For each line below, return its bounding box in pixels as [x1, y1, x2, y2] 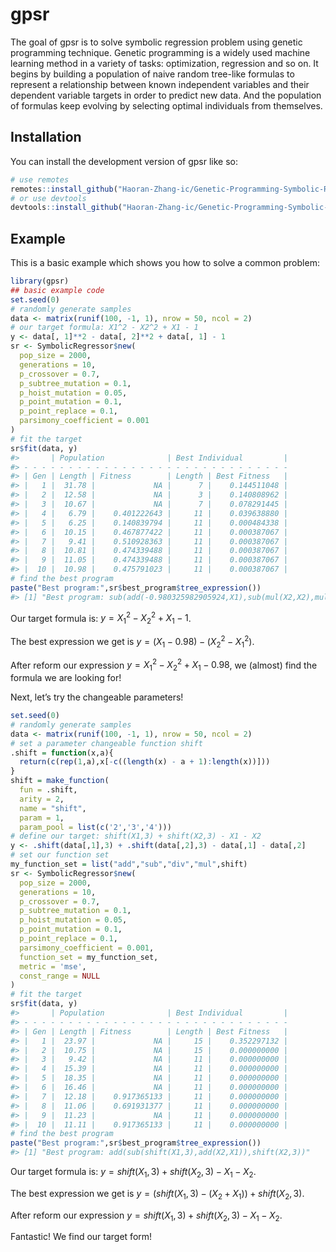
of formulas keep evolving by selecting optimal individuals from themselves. [10, 99, 323, 112]
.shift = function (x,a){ [10, 748, 114, 758]
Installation [10, 129, 82, 146]
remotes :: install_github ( [10, 184, 118, 194]
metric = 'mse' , [19, 961, 87, 972]
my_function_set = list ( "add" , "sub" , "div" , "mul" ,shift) [10, 859, 248, 870]
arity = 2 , [19, 794, 65, 804]
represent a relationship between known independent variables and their [10, 78, 310, 90]
